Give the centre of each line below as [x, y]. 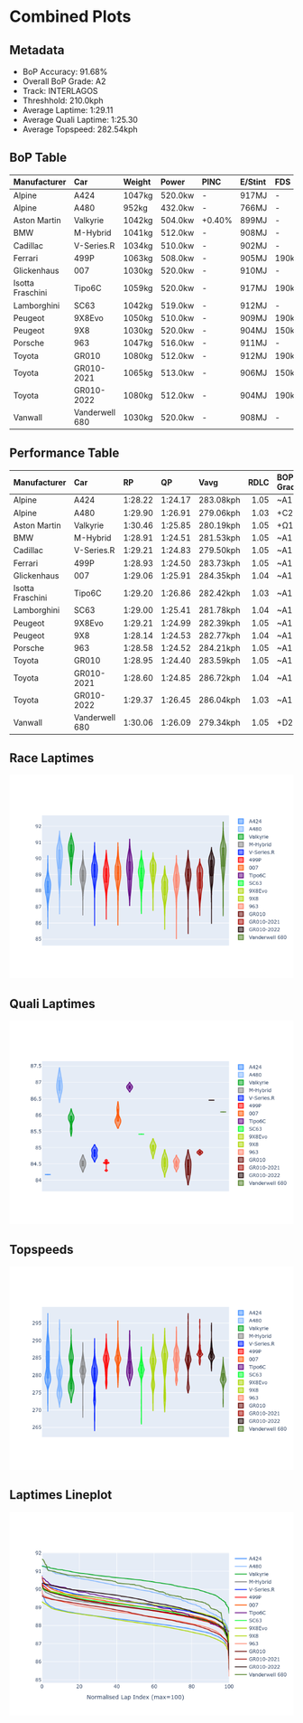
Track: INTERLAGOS [60, 91]
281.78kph [219, 610]
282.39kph [219, 623]
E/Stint [253, 182]
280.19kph [219, 525]
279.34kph [219, 722]
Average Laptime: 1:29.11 [68, 110]
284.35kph [219, 575]
